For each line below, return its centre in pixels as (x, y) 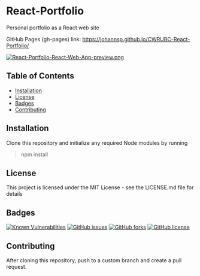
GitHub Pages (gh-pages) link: (44, 39)
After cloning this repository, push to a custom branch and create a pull (94, 260)
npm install (34, 154)
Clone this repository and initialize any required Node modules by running (97, 142)
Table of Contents (40, 76)
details (14, 194)
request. (16, 267)
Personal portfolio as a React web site (53, 28)
